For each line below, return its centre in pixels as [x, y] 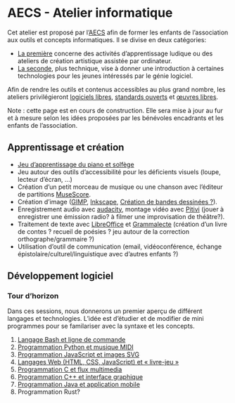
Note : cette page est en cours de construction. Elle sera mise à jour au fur [115, 110]
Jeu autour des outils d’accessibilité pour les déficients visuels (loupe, [119, 172]
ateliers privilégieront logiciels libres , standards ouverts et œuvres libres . [113, 97]
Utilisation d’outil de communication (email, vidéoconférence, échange [120, 246]
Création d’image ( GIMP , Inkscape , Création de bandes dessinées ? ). [118, 201]
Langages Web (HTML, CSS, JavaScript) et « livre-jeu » [98, 362]
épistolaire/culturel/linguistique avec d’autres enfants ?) [98, 253]
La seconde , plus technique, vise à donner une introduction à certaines [120, 68]
